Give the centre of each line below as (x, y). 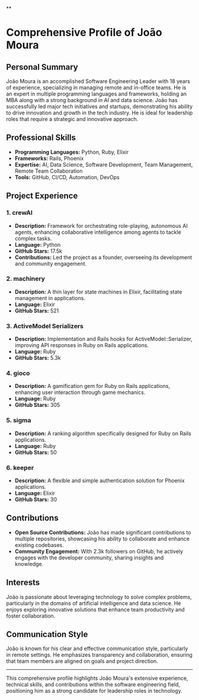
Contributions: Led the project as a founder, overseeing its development (103, 257)
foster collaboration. (31, 616)
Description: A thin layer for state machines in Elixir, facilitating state (98, 292)
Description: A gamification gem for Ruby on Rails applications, (92, 386)
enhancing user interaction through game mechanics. (80, 392)
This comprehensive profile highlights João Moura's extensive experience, (97, 678)
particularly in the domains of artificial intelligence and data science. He (94, 603)
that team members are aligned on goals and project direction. (82, 661)
